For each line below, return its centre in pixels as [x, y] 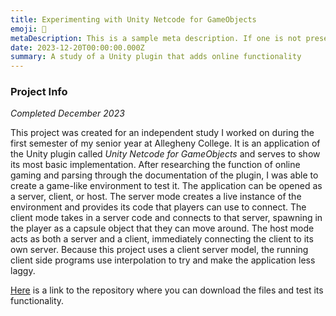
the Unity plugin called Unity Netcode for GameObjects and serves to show [165, 154]
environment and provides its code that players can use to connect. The [158, 207]
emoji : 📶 [28, 29]
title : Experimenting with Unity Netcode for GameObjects [133, 19]
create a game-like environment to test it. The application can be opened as [166, 186]
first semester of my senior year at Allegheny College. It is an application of [165, 143]
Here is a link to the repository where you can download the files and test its [167, 290]
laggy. [23, 271]
